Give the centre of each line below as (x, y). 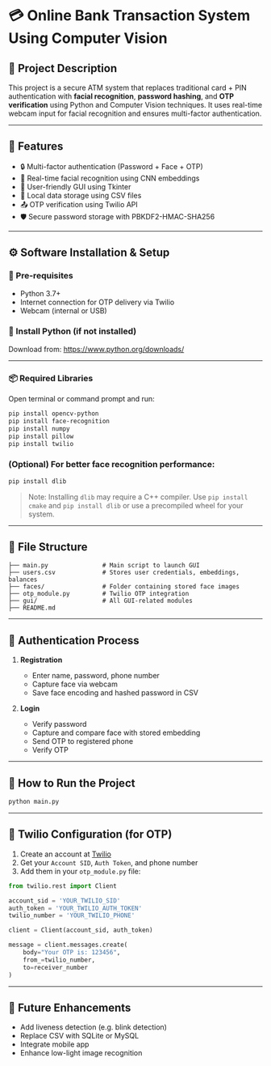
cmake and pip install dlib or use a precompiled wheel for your (135, 505)
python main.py (34, 802)
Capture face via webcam (75, 684)
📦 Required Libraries (51, 378)
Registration (41, 660)
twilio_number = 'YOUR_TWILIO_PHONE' (72, 915)
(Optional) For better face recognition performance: (112, 465)
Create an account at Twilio (65, 854)
